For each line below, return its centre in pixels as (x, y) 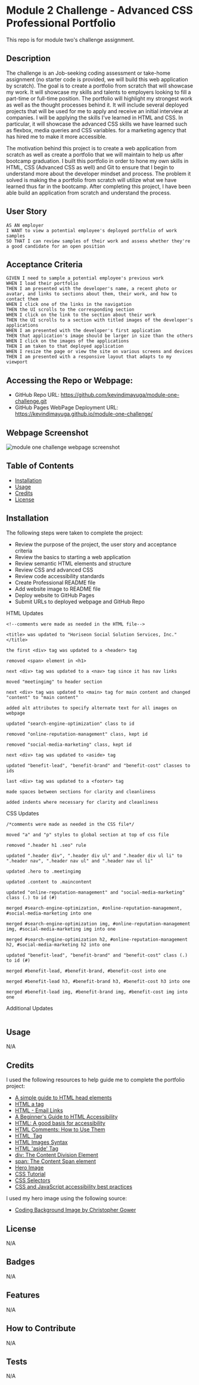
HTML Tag (29, 1136)
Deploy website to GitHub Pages (55, 595)
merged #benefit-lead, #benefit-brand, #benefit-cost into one (86, 971)
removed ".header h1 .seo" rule (46, 845)
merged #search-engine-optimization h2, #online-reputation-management (97, 939)
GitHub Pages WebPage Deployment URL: (66, 408)
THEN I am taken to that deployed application (65, 347)
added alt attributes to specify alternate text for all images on (92, 708)
